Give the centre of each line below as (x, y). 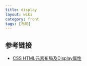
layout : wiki (19, 14)
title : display (21, 10)
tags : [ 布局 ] (18, 24)
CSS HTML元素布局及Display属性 (47, 58)
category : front (22, 19)
